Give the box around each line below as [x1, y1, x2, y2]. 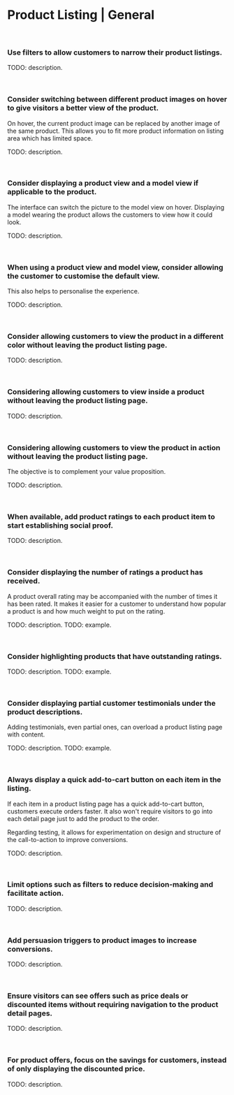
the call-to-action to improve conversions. [7, 835, 129, 843]
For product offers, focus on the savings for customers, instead [7, 1055, 227, 1065]
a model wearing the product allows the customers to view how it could [7, 210, 213, 219]
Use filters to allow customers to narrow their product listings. [7, 48, 222, 57]
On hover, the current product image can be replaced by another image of [7, 119, 220, 127]
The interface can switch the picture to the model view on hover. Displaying [7, 203, 225, 211]
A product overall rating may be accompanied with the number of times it [7, 592, 218, 600]
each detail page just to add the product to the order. [7, 814, 159, 822]
